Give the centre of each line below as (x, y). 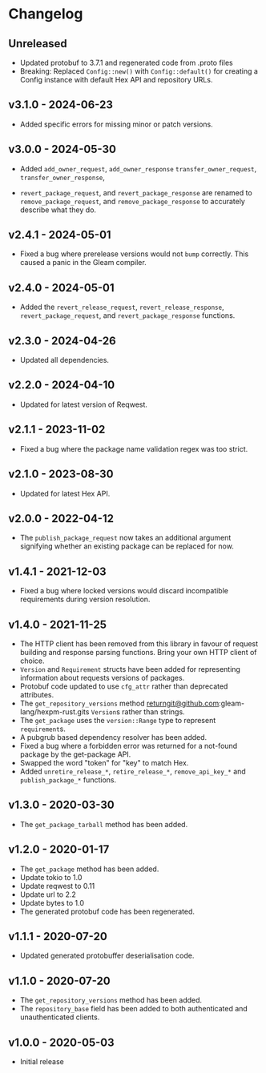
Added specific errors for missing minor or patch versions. (117, 124)
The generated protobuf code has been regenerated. (107, 911)
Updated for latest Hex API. (65, 493)
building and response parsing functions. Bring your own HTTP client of (138, 652)
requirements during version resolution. (85, 599)
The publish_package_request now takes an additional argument (125, 538)
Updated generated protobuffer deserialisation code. (107, 956)
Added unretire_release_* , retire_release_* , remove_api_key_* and (133, 771)
